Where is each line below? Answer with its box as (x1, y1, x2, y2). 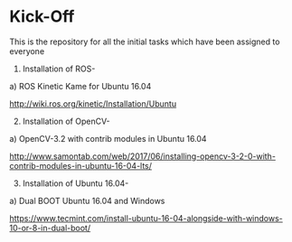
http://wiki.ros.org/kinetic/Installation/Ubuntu (9, 98, 177, 109)
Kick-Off (9, 6, 75, 27)
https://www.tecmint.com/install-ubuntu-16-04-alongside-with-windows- (9, 212, 283, 223)
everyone (9, 45, 45, 56)
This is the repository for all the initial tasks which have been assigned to (9, 36, 280, 47)
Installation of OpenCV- (22, 116, 110, 126)
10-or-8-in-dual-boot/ (9, 222, 91, 233)
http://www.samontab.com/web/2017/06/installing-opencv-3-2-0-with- (9, 151, 276, 162)
